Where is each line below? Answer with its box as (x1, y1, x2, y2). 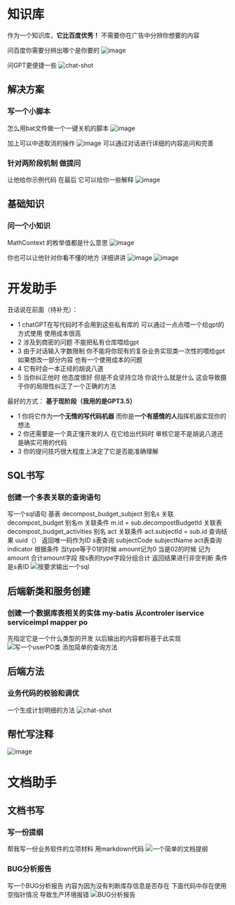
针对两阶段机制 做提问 (7, 158, 81, 168)
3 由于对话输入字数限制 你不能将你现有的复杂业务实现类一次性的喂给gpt (17, 347, 226, 355)
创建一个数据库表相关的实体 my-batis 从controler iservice (7, 608, 205, 618)
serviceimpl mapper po (7, 617, 88, 627)
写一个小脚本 (7, 106, 51, 116)
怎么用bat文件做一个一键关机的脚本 (7, 124, 109, 132)
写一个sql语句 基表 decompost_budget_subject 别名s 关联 (7, 510, 174, 518)
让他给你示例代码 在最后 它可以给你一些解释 (7, 175, 134, 184)
